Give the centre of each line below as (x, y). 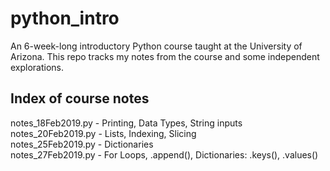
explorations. (37, 67)
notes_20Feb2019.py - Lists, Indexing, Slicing (103, 133)
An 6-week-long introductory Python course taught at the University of (156, 46)
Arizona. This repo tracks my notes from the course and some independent (165, 56)
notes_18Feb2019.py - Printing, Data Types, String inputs (126, 123)
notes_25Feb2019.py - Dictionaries (82, 144)
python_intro (65, 18)
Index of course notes (80, 98)
